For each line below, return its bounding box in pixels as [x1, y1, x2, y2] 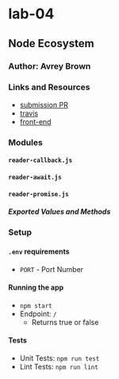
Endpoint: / [19, 309, 57, 318]
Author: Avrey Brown [8, 61, 91, 72]
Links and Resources [8, 81, 90, 93]
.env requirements [8, 247, 70, 256]
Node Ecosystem [8, 37, 94, 50]
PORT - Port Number [19, 264, 84, 274]
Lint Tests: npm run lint [19, 362, 99, 372]
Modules [8, 136, 44, 148]
